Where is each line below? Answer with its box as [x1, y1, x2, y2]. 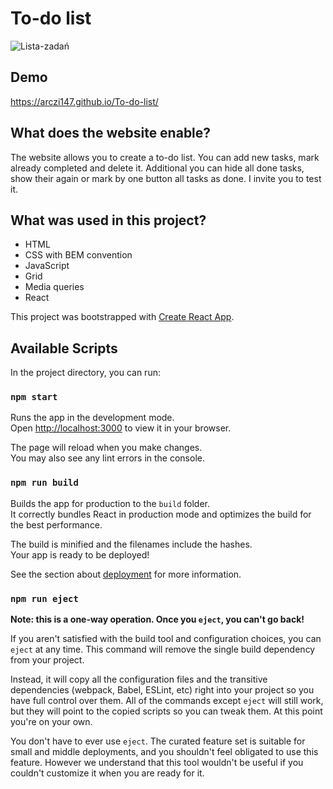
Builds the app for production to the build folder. [10, 497, 211, 509]
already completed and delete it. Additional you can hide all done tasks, [10, 162, 305, 174]
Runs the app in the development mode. [10, 412, 175, 424]
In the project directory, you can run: [10, 367, 161, 379]
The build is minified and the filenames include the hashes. [10, 538, 253, 550]
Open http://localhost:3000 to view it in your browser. [10, 422, 232, 434]
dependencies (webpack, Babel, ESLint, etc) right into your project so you [10, 684, 315, 696]
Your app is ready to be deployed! [10, 548, 150, 561]
